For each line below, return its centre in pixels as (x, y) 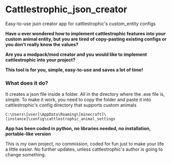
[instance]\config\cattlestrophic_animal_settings (60, 119)
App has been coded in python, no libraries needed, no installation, (78, 129)
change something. (26, 155)
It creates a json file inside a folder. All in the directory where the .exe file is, (85, 94)
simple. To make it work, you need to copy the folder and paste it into (78, 100)
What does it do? (27, 83)
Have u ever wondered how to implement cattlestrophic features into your (85, 33)
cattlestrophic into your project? (40, 59)
